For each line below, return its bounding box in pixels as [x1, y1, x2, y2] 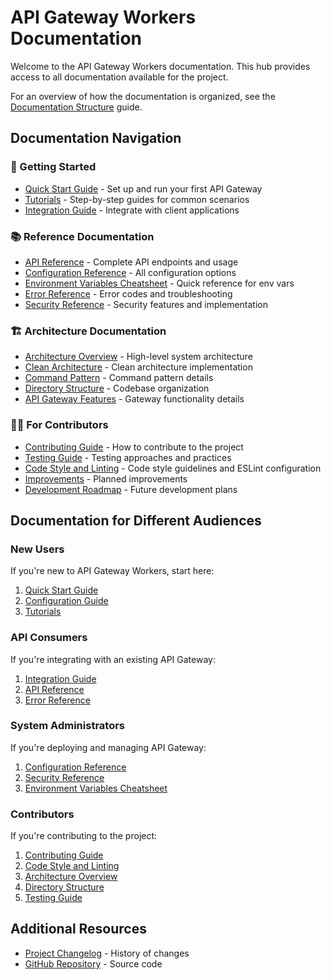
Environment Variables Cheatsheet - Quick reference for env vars [24, 277, 295, 289]
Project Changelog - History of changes [24, 947, 190, 959]
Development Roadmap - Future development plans [24, 483, 238, 495]
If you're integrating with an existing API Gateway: [10, 653, 216, 665]
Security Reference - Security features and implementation [24, 298, 268, 310]
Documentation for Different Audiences [10, 512, 262, 529]
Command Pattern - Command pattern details [24, 372, 214, 384]
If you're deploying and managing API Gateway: [10, 741, 207, 753]
